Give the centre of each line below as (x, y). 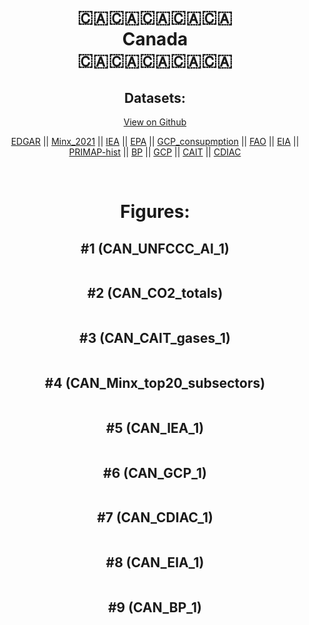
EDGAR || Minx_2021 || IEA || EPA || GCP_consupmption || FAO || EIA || (155, 141)
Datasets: (155, 97)
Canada (155, 39)
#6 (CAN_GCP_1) (155, 472)
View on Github (155, 122)
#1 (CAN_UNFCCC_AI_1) (155, 248)
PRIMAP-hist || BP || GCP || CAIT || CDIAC (155, 152)
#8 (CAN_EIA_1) (155, 562)
